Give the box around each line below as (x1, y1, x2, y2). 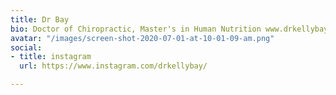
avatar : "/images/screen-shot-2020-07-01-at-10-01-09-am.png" (10, 33, 275, 43)
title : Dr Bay (10, 14, 70, 25)
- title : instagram (10, 52, 92, 62)
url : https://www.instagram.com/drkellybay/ (19, 61, 208, 71)
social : (10, 42, 43, 53)
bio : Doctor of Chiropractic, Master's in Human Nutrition (10, 24, 262, 34)
